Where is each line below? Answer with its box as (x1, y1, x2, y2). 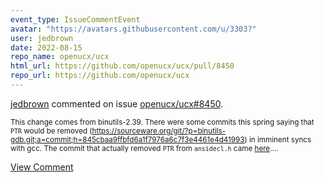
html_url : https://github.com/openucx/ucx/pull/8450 (10, 61, 235, 71)
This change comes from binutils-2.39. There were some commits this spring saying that (10, 117, 315, 127)
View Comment (10, 161, 74, 173)
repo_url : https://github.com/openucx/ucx (10, 71, 190, 81)
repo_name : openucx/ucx (10, 52, 110, 62)
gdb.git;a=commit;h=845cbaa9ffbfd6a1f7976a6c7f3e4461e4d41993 (10, 134, 245, 145)
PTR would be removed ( (10, 126, 93, 136)
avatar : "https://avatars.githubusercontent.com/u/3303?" (10, 24, 257, 34)
